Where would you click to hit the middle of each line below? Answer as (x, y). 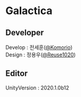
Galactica (29, 11)
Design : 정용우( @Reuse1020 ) (41, 55)
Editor (17, 74)
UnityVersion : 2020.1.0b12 (37, 88)
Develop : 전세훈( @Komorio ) (39, 47)
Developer (25, 33)
